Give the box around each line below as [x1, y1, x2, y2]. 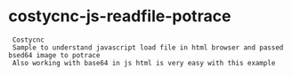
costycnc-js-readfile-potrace [8, 6, 231, 27]
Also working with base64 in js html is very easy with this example [12, 58, 276, 67]
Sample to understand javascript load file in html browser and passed [12, 42, 284, 52]
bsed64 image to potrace [8, 50, 101, 59]
